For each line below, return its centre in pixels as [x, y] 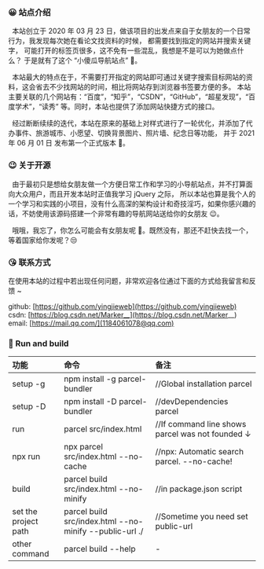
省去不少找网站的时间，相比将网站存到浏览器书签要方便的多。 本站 [143, 87]
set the [25, 512]
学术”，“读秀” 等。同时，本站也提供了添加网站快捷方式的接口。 [117, 107]
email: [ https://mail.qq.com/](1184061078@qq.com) [91, 323]
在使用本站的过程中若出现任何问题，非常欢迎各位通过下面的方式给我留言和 [128, 281]
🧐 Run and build [38, 343]
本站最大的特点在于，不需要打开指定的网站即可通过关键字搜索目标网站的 [128, 77]
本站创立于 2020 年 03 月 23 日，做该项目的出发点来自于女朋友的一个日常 [131, 31]
